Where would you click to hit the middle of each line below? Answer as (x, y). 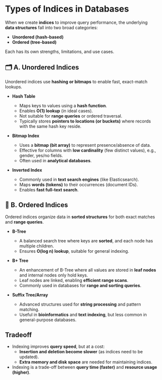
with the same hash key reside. (50, 126)
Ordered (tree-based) (34, 42)
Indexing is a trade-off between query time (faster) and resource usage (85, 367)
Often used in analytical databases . (56, 160)
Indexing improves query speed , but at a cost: (58, 346)
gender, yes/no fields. (41, 155)
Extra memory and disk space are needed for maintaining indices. (86, 362)
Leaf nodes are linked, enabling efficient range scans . (74, 280)
